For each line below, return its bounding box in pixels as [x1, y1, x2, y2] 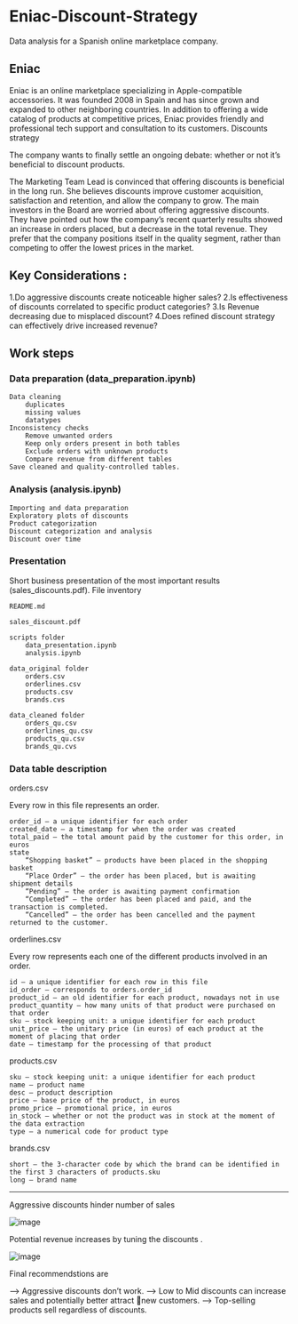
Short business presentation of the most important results [9, 575, 220, 586]
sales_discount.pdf [9, 617, 82, 626]
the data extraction [9, 1119, 86, 1128]
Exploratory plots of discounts [9, 511, 129, 520]
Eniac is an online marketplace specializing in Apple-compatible [9, 84, 242, 95]
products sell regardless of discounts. [9, 1304, 148, 1315]
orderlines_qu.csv [25, 726, 93, 735]
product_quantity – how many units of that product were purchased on [9, 1001, 276, 1010]
